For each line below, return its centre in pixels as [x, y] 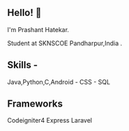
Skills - [23, 65]
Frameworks [35, 104]
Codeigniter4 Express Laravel [50, 121]
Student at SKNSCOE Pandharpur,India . [65, 43]
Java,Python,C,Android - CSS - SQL [59, 82]
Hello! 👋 [24, 13]
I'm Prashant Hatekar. [38, 29]
